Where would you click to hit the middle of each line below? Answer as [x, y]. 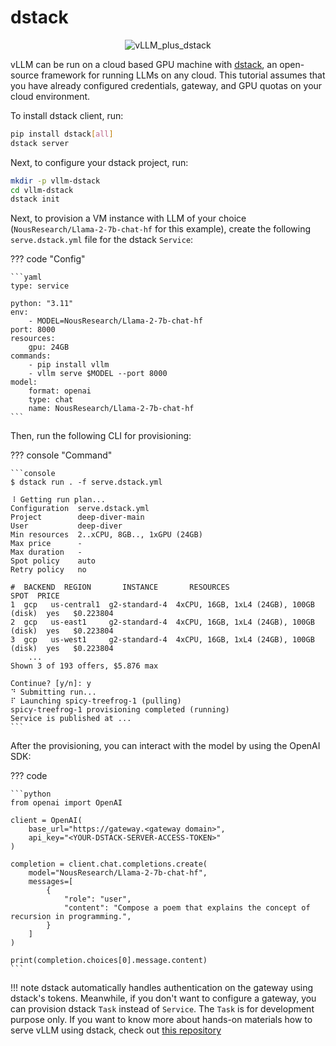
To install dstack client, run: [67, 115]
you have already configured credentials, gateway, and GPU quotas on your [166, 85]
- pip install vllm [69, 365]
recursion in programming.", [71, 917]
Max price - [46, 544]
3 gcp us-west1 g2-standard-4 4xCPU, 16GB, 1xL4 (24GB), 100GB [162, 640]
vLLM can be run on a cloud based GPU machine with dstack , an [144, 64]
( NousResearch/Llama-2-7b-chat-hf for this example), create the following [161, 229]
